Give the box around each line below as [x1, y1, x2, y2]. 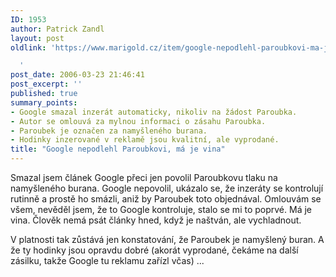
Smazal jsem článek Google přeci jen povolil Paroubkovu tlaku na [10, 172, 278, 183]
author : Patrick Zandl [10, 24, 105, 34]
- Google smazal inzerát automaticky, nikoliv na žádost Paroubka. [10, 107, 298, 117]
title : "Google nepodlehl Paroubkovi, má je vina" [10, 144, 226, 155]
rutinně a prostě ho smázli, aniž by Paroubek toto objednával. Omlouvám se [10, 193, 322, 205]
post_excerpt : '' [10, 79, 83, 90]
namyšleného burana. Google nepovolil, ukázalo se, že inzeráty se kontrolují [10, 182, 324, 194]
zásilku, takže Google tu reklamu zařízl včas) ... [10, 255, 205, 266]
